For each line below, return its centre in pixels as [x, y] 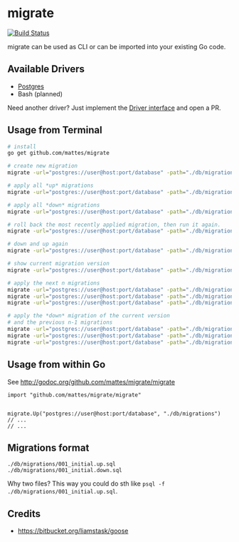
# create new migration [43, 166]
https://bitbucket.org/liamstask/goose [73, 531]
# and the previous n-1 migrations [60, 322]
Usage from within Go [57, 365]
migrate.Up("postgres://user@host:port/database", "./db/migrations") [114, 414]
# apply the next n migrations [54, 283]
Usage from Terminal [55, 130]
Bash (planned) [40, 93]
